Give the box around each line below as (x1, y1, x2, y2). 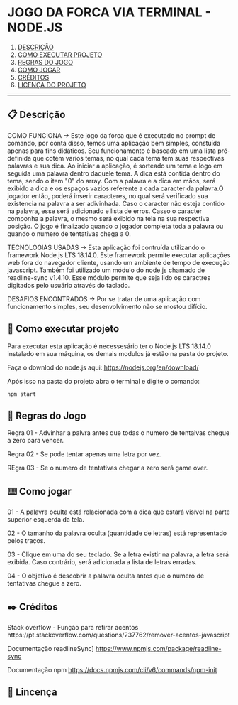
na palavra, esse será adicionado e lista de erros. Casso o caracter (7, 207, 203, 215)
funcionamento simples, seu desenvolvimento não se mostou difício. (7, 302, 208, 311)
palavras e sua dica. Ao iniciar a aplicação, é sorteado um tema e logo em (7, 161, 223, 170)
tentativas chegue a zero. (7, 579, 81, 588)
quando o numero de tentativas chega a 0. (7, 229, 131, 238)
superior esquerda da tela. (7, 515, 85, 524)
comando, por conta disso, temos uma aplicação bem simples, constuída (7, 139, 221, 147)
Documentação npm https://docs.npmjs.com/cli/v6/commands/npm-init (7, 666, 217, 674)
